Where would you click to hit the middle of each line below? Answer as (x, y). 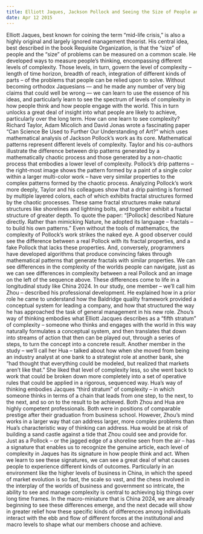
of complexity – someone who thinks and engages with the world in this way (101, 324)
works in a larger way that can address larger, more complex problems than (100, 421)
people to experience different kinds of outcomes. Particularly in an (90, 466)
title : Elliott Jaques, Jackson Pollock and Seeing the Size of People (98, 12)
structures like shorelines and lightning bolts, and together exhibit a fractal (99, 209)
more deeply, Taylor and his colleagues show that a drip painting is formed (99, 189)
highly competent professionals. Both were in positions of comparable (94, 408)
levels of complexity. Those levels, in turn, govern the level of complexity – (99, 67)
